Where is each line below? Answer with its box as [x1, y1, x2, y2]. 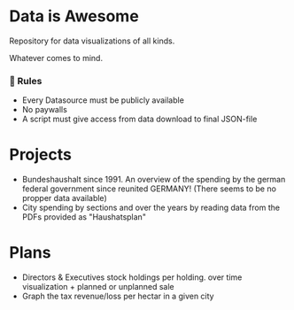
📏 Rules [9, 74, 43, 87]
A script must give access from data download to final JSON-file [21, 113, 258, 125]
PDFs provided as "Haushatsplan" [21, 212, 146, 222]
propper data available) [21, 193, 108, 204]
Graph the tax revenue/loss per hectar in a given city [21, 291, 214, 302]
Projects [9, 144, 73, 165]
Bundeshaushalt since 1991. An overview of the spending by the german [21, 174, 286, 185]
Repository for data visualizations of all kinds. [9, 35, 175, 46]
